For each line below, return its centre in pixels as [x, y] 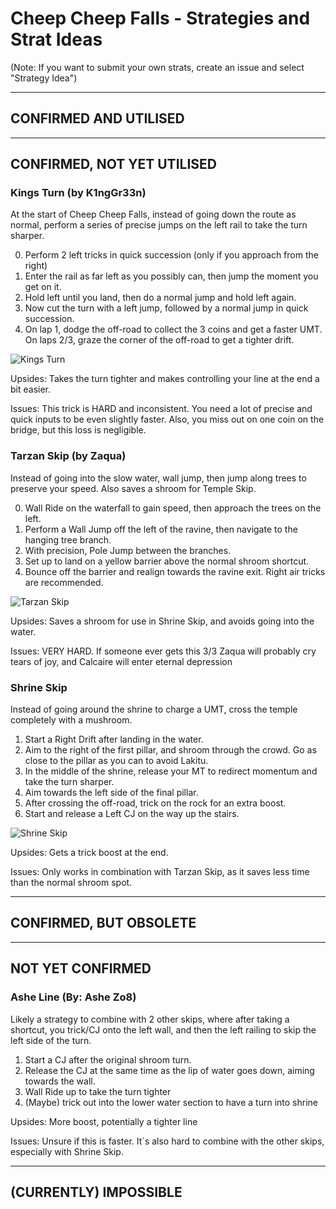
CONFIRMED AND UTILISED [97, 118]
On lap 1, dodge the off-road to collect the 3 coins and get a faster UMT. [173, 329]
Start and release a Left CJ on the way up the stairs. [132, 814]
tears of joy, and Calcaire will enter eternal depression [121, 661]
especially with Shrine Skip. [67, 1151]
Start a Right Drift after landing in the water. [114, 739]
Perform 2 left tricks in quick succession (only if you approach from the [171, 255]
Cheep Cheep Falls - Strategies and [160, 18]
